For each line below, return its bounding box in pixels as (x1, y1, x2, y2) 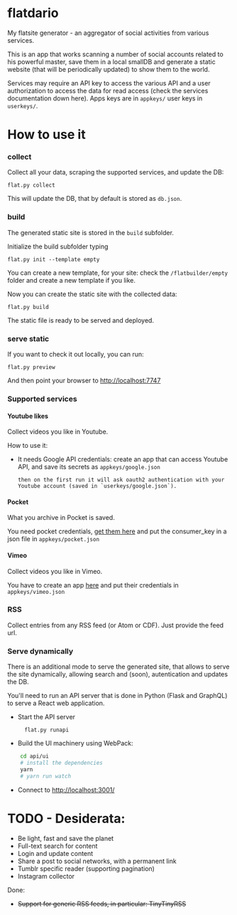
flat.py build (7, 303, 50, 310)
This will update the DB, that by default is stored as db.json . (7, 194, 182, 203)
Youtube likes (7, 412, 48, 420)
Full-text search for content (17, 842, 98, 850)
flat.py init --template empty (7, 256, 100, 263)
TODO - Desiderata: (7, 810, 126, 827)
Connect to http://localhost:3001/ (17, 785, 115, 794)
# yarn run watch (20, 773, 72, 780)
